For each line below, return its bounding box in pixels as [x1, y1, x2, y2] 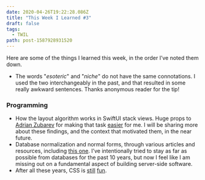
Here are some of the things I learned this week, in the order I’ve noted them [6, 54, 199, 61]
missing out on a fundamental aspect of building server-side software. [15, 160, 193, 168]
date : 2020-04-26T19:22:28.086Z [6, 9, 89, 15]
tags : [6, 26, 20, 32]
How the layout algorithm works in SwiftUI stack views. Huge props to [15, 114, 192, 122]
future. [15, 134, 32, 141]
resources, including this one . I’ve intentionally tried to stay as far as [15, 148, 187, 155]
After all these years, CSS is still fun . [15, 167, 107, 174]
